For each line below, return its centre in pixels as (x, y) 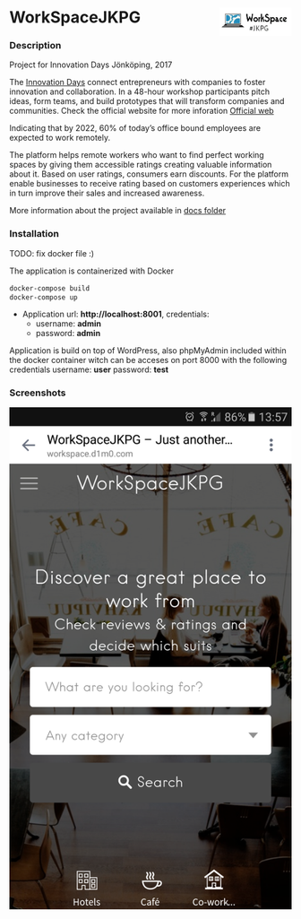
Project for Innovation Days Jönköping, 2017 (91, 65)
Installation (34, 234)
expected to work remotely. (60, 138)
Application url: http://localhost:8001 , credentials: (116, 314)
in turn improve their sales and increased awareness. (107, 193)
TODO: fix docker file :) (52, 253)
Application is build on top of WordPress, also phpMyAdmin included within (148, 350)
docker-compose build (50, 288)
